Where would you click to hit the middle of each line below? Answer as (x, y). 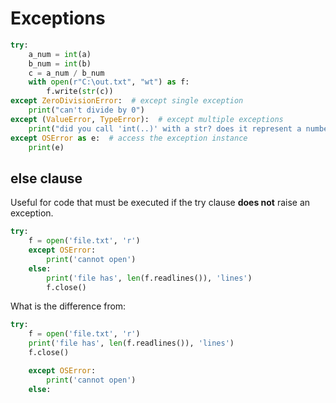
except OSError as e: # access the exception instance (129, 138)
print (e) (46, 147)
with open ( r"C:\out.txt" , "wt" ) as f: (109, 82)
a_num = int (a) (60, 54)
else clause (46, 178)
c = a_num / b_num (66, 73)
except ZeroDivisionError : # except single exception (127, 101)
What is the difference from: (68, 306)
